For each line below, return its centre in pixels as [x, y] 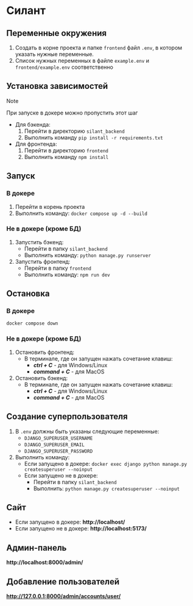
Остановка [28, 294]
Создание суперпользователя [67, 417]
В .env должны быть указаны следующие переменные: [87, 431]
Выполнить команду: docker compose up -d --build [81, 213]
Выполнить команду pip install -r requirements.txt [93, 137]
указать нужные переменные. [54, 54]
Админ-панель [37, 548]
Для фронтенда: [36, 144]
